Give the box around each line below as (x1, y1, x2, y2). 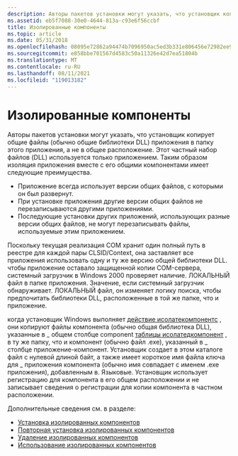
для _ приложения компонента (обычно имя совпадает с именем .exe (7, 360, 220, 369)
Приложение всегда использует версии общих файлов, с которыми (17, 182, 223, 190)
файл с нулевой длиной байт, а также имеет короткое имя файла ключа (7, 353, 225, 362)
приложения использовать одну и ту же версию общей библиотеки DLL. (7, 256, 228, 265)
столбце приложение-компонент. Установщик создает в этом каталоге (7, 345, 223, 354)
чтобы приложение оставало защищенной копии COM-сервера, (7, 264, 202, 272)
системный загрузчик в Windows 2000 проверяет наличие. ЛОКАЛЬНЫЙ (7, 271, 230, 280)
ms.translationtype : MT (7, 57, 78, 64)
